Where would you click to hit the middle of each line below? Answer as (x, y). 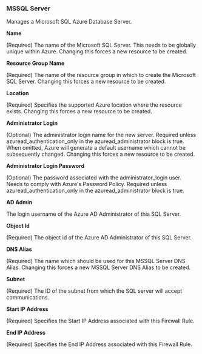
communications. (28, 298)
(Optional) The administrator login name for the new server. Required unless (101, 135)
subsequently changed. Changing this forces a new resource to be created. (101, 154)
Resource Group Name (35, 63)
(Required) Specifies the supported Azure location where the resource (94, 105)
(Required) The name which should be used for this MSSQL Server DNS (96, 261)
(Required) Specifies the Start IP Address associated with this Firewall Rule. (101, 321)
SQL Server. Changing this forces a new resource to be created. (86, 82)
